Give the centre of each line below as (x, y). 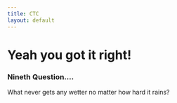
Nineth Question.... (41, 76)
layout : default (31, 20)
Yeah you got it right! (70, 55)
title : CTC (23, 14)
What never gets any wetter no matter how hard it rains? (88, 92)
